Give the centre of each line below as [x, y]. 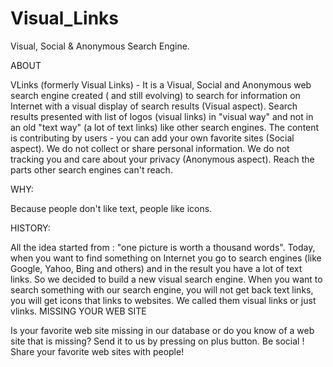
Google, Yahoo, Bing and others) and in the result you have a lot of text [156, 268]
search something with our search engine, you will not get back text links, [162, 289]
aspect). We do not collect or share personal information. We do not [150, 148]
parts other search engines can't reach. [91, 169]
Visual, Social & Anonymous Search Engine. [100, 46]
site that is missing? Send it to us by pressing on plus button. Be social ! [157, 341]
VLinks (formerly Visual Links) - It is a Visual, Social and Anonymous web [161, 84]
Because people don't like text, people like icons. [111, 208]
